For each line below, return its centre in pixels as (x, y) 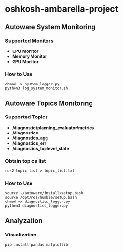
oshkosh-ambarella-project (62, 9)
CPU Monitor (25, 51)
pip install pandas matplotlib (37, 245)
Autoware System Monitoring (50, 27)
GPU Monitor (25, 61)
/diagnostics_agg (30, 138)
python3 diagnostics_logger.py (37, 206)
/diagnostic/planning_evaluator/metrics (53, 128)
